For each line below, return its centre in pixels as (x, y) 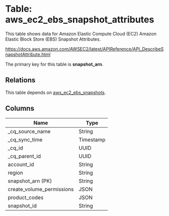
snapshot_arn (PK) (30, 181)
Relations (20, 80)
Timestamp (92, 139)
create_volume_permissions (41, 189)
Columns (20, 109)
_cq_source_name (29, 131)
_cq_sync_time (25, 139)
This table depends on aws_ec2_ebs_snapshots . (56, 92)
